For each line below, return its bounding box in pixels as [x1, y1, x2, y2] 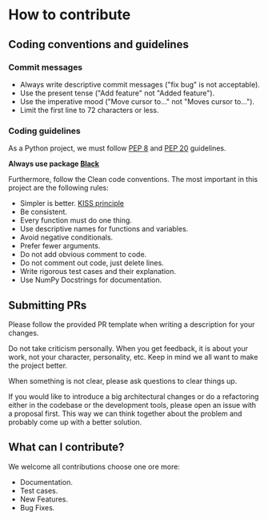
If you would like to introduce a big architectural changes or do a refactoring [8, 391, 259, 401]
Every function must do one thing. [19, 216, 132, 225]
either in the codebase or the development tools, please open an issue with [8, 400, 257, 409]
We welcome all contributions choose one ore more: [8, 462, 180, 471]
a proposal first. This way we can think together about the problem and [8, 409, 242, 418]
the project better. [8, 361, 68, 370]
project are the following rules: [8, 183, 110, 193]
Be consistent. [19, 207, 68, 217]
